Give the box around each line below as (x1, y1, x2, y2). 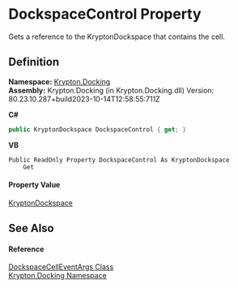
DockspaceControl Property (8, 5, 202, 24)
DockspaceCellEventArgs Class (8, 262, 114, 272)
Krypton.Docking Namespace (8, 271, 107, 281)
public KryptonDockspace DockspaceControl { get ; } (8, 125, 186, 134)
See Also (8, 221, 54, 235)
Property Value (8, 180, 61, 190)
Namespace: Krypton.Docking (8, 76, 111, 86)
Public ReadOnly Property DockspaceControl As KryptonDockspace (8, 156, 230, 164)
